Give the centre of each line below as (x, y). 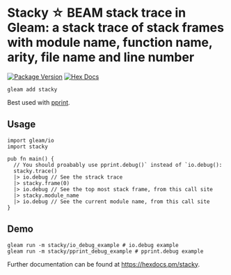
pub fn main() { (31, 158)
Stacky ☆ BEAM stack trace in (97, 13)
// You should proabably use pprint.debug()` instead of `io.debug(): (118, 165)
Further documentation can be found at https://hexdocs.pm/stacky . (104, 264)
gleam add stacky (32, 89)
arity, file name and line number (101, 58)
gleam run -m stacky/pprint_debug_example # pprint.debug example (105, 251)
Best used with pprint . (39, 102)
